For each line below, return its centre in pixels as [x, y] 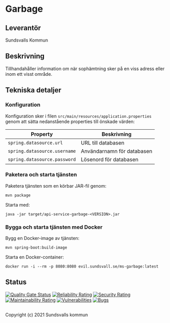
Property [42, 134]
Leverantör [23, 28]
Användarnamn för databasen [117, 151]
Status [16, 282]
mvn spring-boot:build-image [36, 248]
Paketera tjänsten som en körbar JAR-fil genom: [56, 186]
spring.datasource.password [42, 159]
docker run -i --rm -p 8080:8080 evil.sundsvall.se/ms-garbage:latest [82, 267]
